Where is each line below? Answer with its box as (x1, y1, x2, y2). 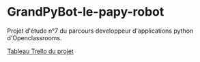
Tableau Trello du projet (7, 47, 74, 55)
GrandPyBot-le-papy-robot (7, 4, 165, 20)
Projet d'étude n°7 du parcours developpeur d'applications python (7, 27, 194, 35)
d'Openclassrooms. (7, 33, 63, 42)
